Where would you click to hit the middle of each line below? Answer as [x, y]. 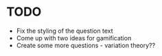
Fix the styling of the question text [65, 31]
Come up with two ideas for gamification [74, 38]
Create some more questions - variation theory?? [86, 45]
